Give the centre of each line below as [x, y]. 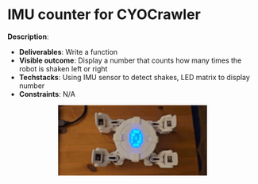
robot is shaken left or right [63, 68]
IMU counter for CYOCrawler [104, 15]
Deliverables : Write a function [68, 52]
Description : [28, 36]
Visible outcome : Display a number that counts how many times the [130, 60]
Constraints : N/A [47, 94]
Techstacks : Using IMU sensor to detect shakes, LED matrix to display [135, 77]
